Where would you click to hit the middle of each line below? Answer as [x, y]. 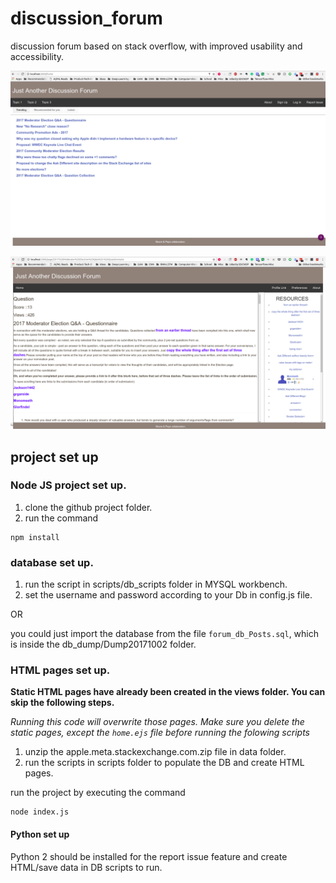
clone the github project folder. [88, 507]
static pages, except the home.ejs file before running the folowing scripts [160, 733]
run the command [61, 518]
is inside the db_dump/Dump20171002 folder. [103, 644]
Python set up [40, 834]
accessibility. [37, 56]
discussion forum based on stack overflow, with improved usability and [156, 46]
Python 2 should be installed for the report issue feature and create [149, 856]
